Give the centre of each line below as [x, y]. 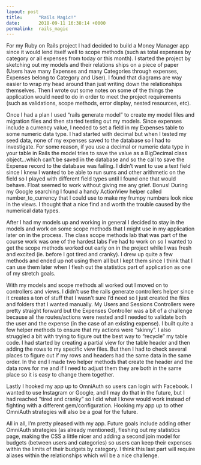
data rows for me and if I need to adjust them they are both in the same [94, 368]
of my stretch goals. [31, 274]
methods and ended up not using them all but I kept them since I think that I [100, 261]
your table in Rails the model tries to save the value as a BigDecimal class [97, 153]
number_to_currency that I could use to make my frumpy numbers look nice [100, 198]
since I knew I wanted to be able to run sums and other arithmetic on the [96, 173]
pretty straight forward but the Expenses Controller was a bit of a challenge [99, 311]
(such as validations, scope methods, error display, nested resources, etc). [98, 103]
